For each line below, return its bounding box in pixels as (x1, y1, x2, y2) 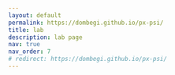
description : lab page (8, 33, 83, 41)
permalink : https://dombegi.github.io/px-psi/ (8, 19, 164, 27)
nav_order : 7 (8, 48, 51, 55)
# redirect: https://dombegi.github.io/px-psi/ (8, 55, 168, 63)
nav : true (8, 41, 41, 48)
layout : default (8, 11, 61, 20)
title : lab (8, 26, 44, 34)
